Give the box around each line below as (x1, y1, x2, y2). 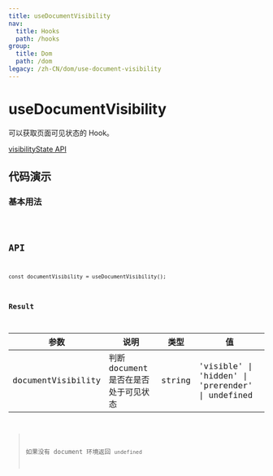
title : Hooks (15, 27, 60, 35)
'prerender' (198, 380, 253, 391)
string (161, 375, 191, 386)
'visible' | (198, 360, 253, 371)
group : (8, 42, 31, 50)
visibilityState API (8, 144, 67, 154)
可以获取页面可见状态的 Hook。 (8, 128, 114, 138)
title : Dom (15, 50, 53, 58)
